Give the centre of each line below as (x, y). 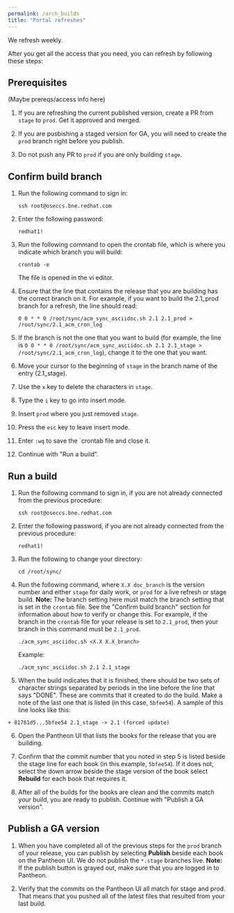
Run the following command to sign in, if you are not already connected (120, 493)
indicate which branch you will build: (70, 252)
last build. (32, 903)
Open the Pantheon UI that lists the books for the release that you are (117, 736)
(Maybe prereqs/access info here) (57, 100)
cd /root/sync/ (40, 571)
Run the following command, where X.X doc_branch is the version (111, 585)
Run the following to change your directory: (80, 559)
